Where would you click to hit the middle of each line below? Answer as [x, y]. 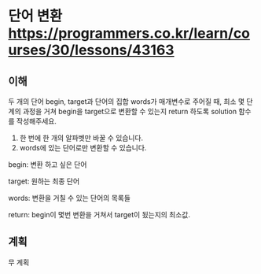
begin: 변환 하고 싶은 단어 [48, 165]
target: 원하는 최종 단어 [44, 181]
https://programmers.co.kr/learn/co [129, 33]
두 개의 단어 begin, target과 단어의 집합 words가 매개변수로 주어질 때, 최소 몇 [127, 102]
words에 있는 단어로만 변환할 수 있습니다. [83, 148]
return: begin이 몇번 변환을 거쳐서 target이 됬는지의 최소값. [99, 215]
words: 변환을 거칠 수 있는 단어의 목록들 [70, 198]
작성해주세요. [37, 121]
